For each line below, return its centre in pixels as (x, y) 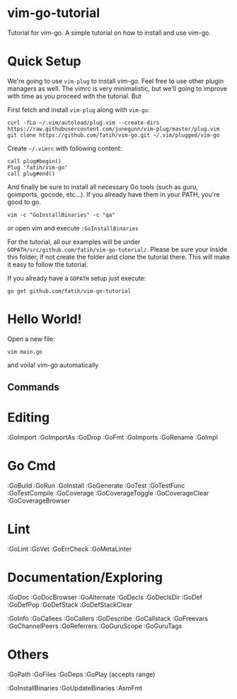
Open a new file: (31, 339)
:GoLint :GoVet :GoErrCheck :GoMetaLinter (70, 549)
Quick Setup (44, 61)
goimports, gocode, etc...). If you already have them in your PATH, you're (114, 194)
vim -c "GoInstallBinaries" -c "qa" (61, 215)
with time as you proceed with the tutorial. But (74, 96)
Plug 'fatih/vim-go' (38, 167)
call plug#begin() (34, 161)
